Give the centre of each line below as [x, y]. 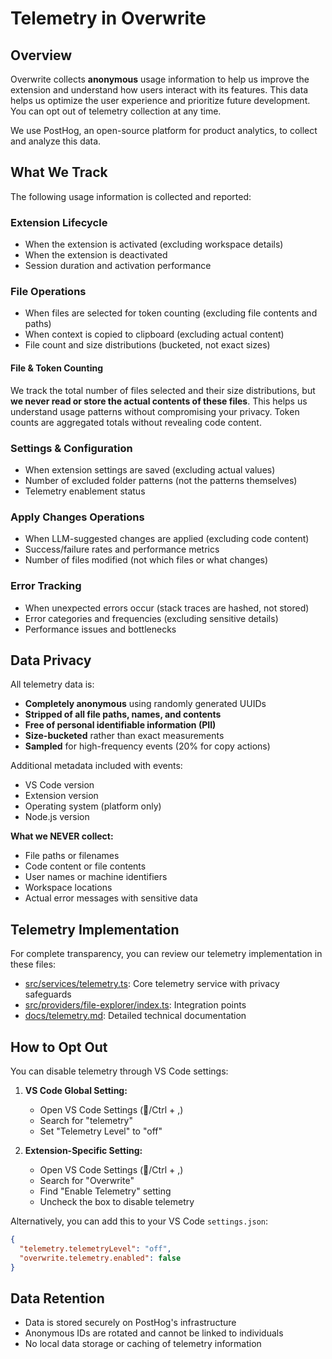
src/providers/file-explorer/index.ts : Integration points [135, 1005]
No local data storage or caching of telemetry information [143, 1344]
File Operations [48, 292]
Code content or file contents [85, 866]
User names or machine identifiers [96, 877]
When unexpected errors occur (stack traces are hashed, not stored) [167, 608]
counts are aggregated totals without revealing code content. [136, 422]
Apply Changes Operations [77, 517]
